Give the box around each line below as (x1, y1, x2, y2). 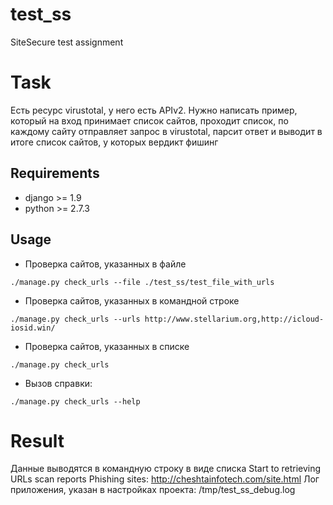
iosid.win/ (10, 323, 56, 333)
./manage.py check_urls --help (10, 396, 141, 407)
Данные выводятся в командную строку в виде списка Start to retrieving (10, 463, 322, 475)
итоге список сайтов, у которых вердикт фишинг (10, 136, 219, 148)
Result (10, 429, 65, 452)
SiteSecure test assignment (10, 36, 124, 48)
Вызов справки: (24, 377, 93, 389)
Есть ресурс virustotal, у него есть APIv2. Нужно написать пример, (10, 104, 298, 116)
